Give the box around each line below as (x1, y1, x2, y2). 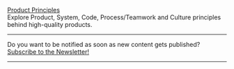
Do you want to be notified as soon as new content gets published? (7, 41, 201, 48)
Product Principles (7, 6, 61, 14)
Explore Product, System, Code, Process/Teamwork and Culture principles (7, 13, 221, 21)
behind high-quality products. (7, 21, 93, 28)
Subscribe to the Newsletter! (7, 48, 89, 56)
